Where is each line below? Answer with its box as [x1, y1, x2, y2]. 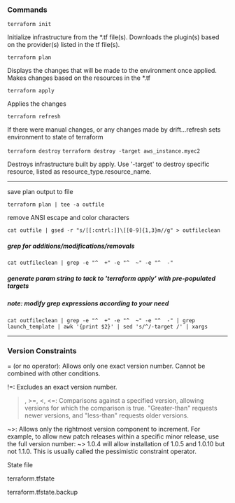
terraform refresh [7, 113, 61, 120]
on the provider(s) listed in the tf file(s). [7, 41, 120, 49]
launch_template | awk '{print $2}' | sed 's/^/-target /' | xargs [7, 323, 208, 330]
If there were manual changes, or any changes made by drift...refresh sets [7, 125, 221, 134]
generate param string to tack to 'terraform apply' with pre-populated [7, 274, 215, 282]
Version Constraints [7, 345, 77, 355]
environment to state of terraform [7, 133, 104, 142]
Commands [7, 5, 48, 15]
